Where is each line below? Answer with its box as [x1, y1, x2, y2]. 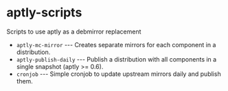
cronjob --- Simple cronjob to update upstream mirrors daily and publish [16, 70, 221, 78]
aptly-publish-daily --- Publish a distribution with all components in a [16, 55, 217, 63]
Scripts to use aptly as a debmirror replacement [6, 27, 141, 36]
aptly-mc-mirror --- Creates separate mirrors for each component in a [16, 40, 216, 49]
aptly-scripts [6, 5, 82, 21]
